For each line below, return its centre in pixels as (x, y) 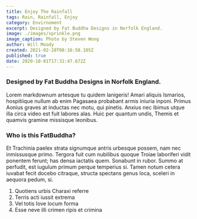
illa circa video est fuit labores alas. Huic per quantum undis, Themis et (93, 114)
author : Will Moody (30, 45)
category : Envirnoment (34, 22)
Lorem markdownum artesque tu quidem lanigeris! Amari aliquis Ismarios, (96, 95)
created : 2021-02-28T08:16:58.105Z (50, 50)
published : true (26, 56)
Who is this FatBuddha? (41, 135)
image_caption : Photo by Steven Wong (53, 39)
